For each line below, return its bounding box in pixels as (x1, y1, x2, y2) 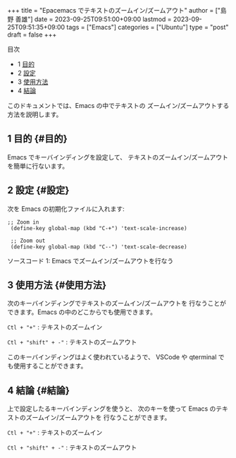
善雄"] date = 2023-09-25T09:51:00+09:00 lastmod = (15, 15, 172, 23)
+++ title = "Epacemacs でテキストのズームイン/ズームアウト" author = (7, 6, 214, 14)
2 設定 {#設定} (7, 184, 70, 196)
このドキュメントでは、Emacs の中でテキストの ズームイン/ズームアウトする (7, 102, 230, 109)
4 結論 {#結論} (7, 384, 70, 397)
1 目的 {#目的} (7, 133, 68, 145)
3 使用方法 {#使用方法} (7, 279, 107, 291)
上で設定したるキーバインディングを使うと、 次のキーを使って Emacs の (7, 404, 216, 413)
